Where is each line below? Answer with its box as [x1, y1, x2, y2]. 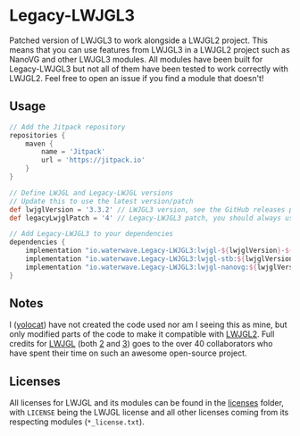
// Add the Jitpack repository [9, 122, 126, 131]
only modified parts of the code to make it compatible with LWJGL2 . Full [9, 329, 275, 340]
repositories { [9, 130, 66, 139]
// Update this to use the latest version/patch [9, 197, 194, 205]
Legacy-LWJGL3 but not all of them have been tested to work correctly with [9, 63, 288, 74]
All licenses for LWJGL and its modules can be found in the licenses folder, [9, 398, 284, 408]
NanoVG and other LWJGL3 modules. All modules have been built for [9, 54, 263, 64]
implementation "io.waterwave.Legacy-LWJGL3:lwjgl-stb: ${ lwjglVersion [25, 255, 294, 264]
